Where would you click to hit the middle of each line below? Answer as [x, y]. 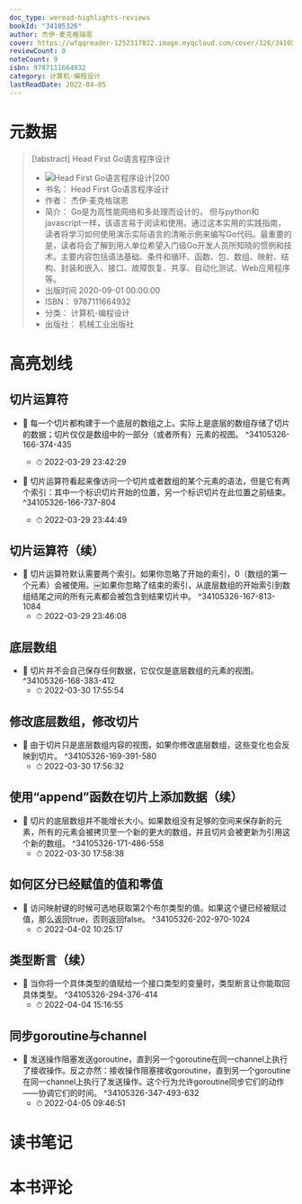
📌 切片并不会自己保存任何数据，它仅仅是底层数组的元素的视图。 [140, 670]
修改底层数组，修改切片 [74, 721]
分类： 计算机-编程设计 [87, 312]
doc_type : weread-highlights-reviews [80, 18]
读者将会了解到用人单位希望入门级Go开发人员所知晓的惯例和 [173, 245]
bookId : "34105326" [46, 26]
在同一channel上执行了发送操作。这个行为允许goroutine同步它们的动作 [153, 1082]
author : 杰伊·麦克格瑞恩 [51, 34]
